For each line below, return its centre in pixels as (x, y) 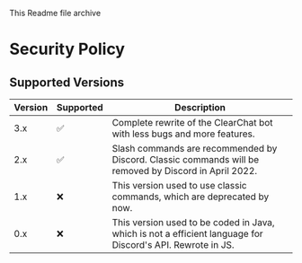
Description (200, 107)
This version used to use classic (179, 185)
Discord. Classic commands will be (186, 159)
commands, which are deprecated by (191, 197)
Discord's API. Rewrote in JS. (173, 245)
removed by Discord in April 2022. (185, 171)
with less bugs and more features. (183, 134)
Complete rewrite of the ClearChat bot (192, 123)
